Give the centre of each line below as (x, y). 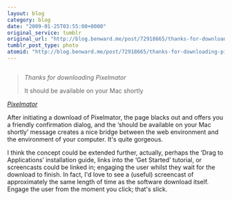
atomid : (18, 52)
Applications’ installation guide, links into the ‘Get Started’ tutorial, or (105, 159)
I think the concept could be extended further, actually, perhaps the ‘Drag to (115, 153)
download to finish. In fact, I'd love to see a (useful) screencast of (100, 174)
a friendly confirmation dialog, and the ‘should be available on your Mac (109, 124)
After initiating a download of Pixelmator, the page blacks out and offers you (115, 117)
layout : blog (26, 13)
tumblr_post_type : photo (43, 45)
